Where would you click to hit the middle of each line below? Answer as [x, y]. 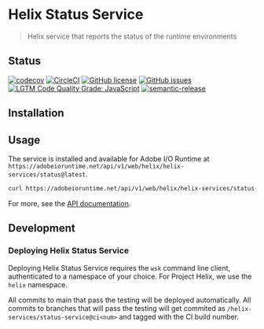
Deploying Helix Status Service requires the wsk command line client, [119, 268]
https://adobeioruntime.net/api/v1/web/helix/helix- [96, 166]
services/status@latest [47, 175]
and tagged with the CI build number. [179, 316]
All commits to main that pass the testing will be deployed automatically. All [130, 300]
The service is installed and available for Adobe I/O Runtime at [109, 158]
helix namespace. [38, 284]
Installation [36, 113]
